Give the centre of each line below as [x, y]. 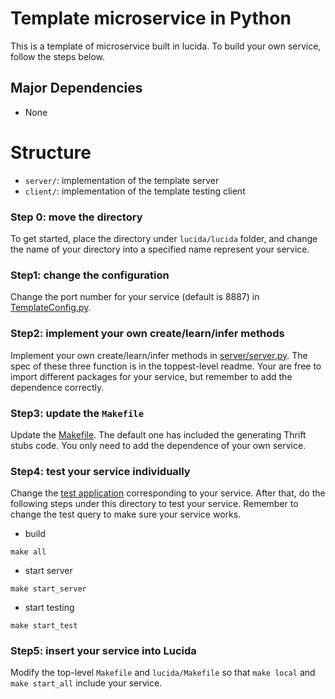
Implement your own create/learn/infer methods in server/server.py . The [159, 355]
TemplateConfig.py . [51, 308]
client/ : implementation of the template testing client [135, 191]
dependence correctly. [57, 387]
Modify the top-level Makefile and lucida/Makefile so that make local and [163, 673]
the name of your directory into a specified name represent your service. [160, 249]
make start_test [44, 626]
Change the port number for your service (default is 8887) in [135, 297]
